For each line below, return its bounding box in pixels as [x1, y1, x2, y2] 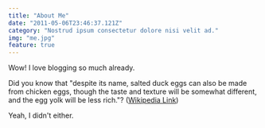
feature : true [8, 41, 56, 49]
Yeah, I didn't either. [8, 111, 74, 120]
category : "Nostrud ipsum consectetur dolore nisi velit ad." [8, 26, 219, 34]
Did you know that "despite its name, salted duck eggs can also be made [8, 79, 247, 88]
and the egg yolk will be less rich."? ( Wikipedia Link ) [8, 95, 179, 105]
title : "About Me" [8, 11, 69, 20]
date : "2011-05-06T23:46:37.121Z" [8, 19, 123, 27]
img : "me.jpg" [8, 33, 56, 42]
